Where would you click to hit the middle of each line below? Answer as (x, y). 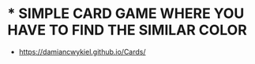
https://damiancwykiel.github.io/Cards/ (82, 52)
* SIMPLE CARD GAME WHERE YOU (126, 14)
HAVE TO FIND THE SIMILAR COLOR (127, 30)
